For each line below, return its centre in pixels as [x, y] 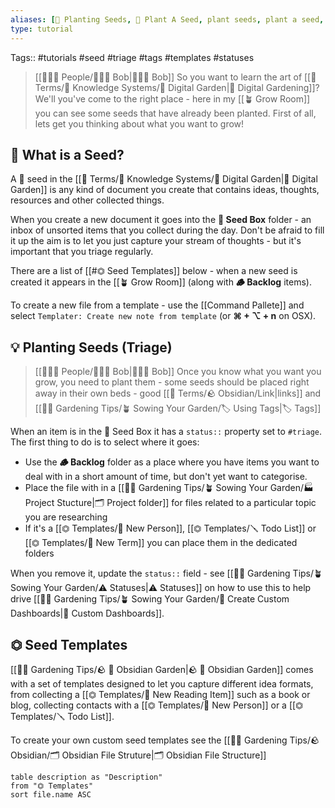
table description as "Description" [86, 777]
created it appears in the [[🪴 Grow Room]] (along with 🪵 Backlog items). [161, 282]
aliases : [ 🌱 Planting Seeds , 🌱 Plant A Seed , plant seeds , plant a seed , [167, 19]
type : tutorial [42, 29]
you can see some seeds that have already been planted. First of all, [175, 113]
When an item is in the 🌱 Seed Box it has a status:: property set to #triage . [166, 432]
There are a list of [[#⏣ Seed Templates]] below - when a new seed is [154, 271]
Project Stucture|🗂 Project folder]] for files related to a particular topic [170, 503]
